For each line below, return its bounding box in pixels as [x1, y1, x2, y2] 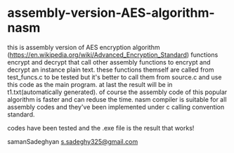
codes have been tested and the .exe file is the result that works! [7, 124, 195, 132]
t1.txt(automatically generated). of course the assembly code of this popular [7, 88, 228, 96]
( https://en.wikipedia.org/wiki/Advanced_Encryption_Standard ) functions [7, 51, 219, 59]
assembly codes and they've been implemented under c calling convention [7, 102, 225, 111]
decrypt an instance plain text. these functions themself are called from [7, 65, 214, 74]
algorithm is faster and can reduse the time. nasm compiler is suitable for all [7, 95, 227, 103]
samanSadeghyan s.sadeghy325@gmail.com [7, 137, 138, 145]
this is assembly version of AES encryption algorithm [7, 43, 160, 51]
